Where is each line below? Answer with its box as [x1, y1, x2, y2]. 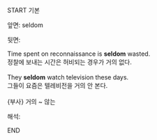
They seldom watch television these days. [7, 73, 129, 81]
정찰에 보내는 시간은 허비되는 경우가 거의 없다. [7, 58, 133, 66]
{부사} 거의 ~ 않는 [7, 98, 56, 106]
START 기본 [7, 6, 40, 14]
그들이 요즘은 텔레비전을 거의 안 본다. [7, 81, 108, 89]
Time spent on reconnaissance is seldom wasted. [7, 49, 151, 58]
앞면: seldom [7, 21, 43, 29]
